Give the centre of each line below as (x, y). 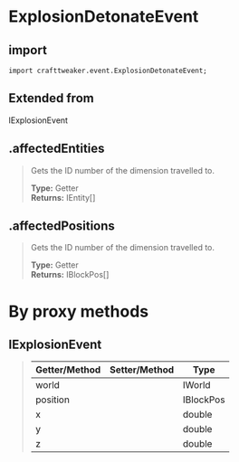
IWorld (197, 385)
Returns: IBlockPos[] (70, 275)
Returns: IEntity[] (63, 197)
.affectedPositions (62, 226)
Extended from (51, 98)
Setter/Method (142, 370)
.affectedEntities (57, 149)
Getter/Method (68, 370)
